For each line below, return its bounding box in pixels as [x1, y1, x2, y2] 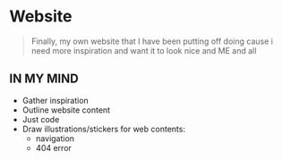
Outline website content [21, 105, 110, 115]
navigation [35, 132, 74, 144]
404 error [35, 142, 72, 153]
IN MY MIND [9, 72, 79, 87]
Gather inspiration [21, 95, 90, 105]
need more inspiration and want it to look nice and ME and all [30, 45, 257, 55]
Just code [21, 114, 60, 124]
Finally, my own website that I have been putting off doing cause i [30, 36, 273, 46]
